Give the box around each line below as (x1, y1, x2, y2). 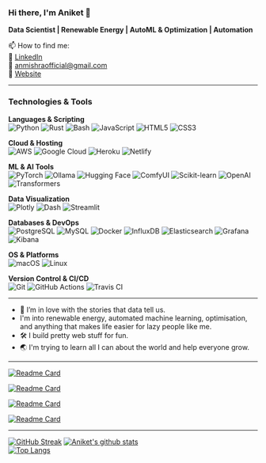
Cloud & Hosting (8, 138, 63, 147)
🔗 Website (8, 69, 42, 78)
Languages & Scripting (8, 114, 85, 123)
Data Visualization (8, 194, 70, 203)
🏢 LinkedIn (8, 52, 43, 62)
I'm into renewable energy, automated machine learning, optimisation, (19, 313, 248, 323)
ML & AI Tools (8, 161, 54, 171)
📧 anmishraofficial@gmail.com (8, 61, 108, 70)
